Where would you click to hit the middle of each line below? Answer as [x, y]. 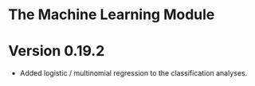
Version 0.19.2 [57, 51]
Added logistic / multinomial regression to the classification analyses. [133, 73]
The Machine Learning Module [112, 15]
